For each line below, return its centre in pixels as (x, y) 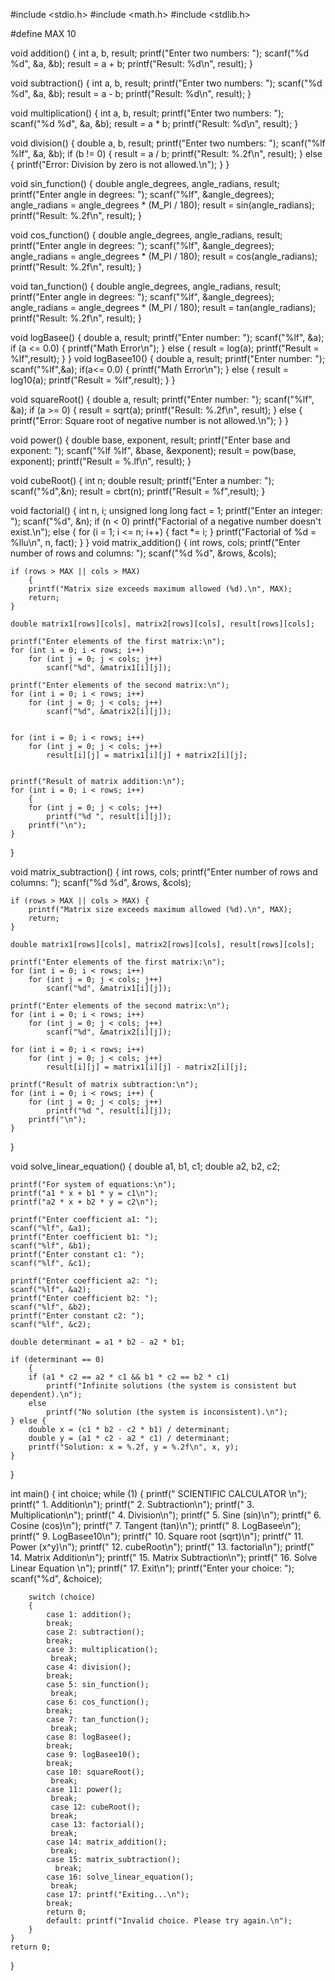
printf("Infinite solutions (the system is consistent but (172, 1386)
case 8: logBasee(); (89, 1737)
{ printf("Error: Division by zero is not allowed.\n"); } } (120, 164)
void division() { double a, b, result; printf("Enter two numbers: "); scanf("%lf (168, 143)
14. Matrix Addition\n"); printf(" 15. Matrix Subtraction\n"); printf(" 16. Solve (164, 1557)
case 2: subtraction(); (95, 1632)
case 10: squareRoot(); (95, 1772)
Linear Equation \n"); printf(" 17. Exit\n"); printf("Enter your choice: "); (152, 1568)
